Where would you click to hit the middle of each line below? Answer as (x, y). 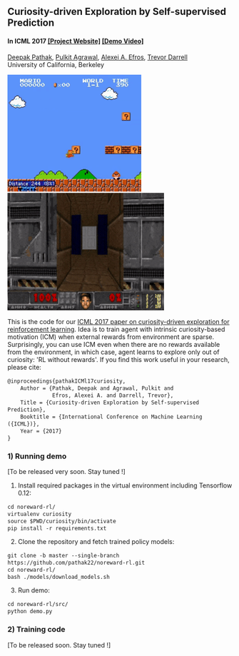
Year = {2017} (41, 431)
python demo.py (30, 612)
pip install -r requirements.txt (57, 529)
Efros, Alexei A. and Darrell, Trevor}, (113, 395)
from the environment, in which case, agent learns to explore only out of (113, 352)
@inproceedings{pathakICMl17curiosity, (67, 381)
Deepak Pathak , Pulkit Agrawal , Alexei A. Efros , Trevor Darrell (97, 57)
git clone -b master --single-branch (63, 556)
